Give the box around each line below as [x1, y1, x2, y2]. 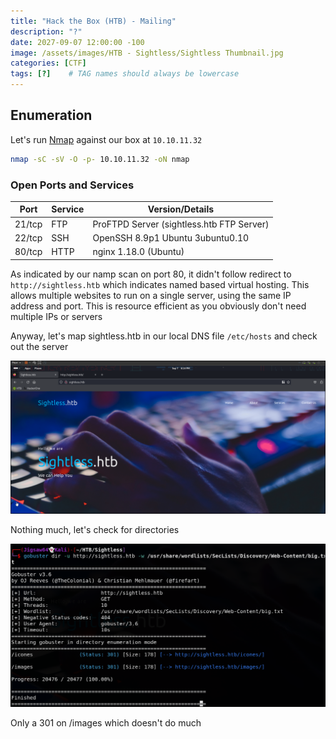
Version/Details [147, 203, 215, 215]
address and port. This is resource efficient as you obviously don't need [10, 300, 307, 312]
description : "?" [10, 26, 83, 37]
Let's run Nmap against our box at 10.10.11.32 [10, 133, 203, 145]
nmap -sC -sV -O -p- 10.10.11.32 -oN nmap [10, 154, 190, 164]
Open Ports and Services [10, 178, 135, 192]
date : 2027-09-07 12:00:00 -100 [10, 37, 145, 47]
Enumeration [10, 107, 93, 124]
